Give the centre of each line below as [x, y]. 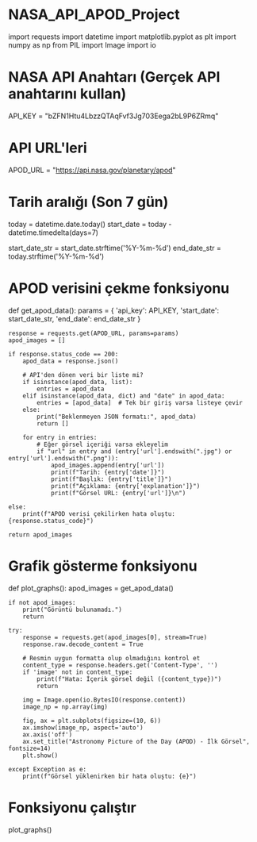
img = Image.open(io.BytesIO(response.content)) [104, 700]
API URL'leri [48, 148]
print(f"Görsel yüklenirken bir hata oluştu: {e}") [109, 776]
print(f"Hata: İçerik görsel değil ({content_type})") [129, 679]
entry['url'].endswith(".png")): [63, 458]
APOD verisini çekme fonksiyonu [119, 288]
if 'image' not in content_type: [78, 672]
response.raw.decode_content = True [83, 644]
